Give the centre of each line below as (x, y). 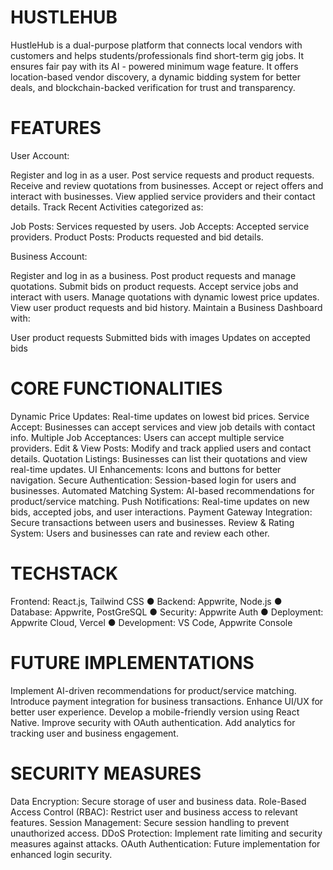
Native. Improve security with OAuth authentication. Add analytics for (153, 722)
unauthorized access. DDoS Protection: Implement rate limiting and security (166, 833)
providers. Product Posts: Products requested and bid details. (137, 237)
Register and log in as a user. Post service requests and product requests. (162, 175)
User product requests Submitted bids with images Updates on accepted (160, 337)
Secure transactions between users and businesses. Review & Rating (152, 522)
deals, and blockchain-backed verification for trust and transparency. (153, 87)
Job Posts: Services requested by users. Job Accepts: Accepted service (160, 226)
